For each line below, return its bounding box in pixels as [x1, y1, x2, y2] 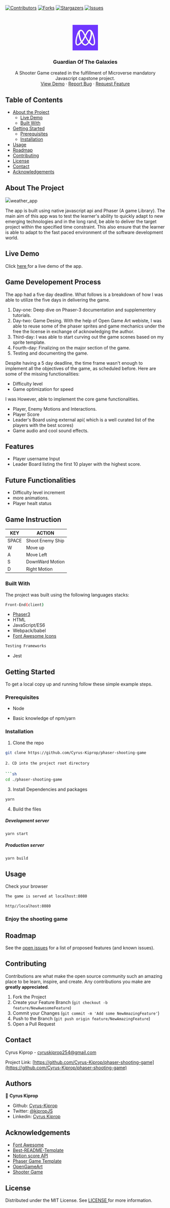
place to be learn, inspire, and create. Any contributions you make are [5, 978, 151, 985]
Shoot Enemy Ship [26, 537, 64, 543]
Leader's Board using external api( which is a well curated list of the [12, 416, 155, 423]
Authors [5, 1079, 32, 1088]
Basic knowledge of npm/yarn [12, 715, 76, 721]
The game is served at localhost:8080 [5, 894, 87, 899]
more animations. [12, 495, 49, 501]
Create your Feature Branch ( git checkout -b [12, 999, 108, 1005]
